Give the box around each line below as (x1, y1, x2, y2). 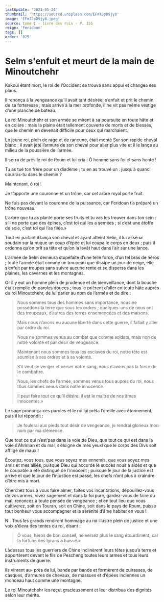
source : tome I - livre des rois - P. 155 (5, 21, 93, 26)
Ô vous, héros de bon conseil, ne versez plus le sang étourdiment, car (17, 532, 159, 538)
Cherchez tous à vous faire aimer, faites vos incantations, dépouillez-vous (5, 487, 154, 493)
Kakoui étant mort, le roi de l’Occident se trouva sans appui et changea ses (5, 82, 157, 88)
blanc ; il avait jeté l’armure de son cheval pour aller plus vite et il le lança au (5, 142, 158, 148)
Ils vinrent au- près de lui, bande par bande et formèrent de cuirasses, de (5, 567, 153, 573)
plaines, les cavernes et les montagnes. (5, 270, 85, 276)
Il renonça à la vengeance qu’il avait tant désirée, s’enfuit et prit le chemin (5, 97, 154, 103)
